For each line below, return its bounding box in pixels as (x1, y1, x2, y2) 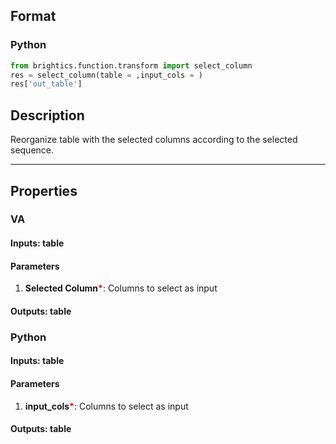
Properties (10, 182, 78, 199)
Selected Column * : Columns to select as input (24, 282, 218, 294)
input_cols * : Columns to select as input (24, 400, 189, 412)
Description (10, 107, 85, 124)
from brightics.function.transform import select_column (10, 60, 253, 71)
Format (10, 8, 57, 25)
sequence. (10, 144, 55, 156)
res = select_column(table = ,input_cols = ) (10, 70, 203, 80)
